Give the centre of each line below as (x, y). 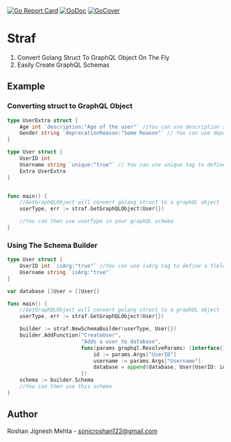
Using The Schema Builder (52, 245)
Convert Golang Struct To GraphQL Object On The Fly (93, 57)
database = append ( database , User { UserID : (155, 367)
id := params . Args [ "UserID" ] (135, 355)
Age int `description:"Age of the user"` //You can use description (120, 127)
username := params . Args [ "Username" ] (147, 361)
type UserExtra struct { (43, 120)
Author (22, 414)
